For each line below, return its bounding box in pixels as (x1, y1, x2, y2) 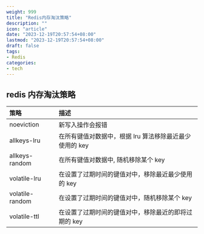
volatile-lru (9, 174, 41, 183)
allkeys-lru (9, 136, 41, 145)
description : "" (6, 20, 47, 26)
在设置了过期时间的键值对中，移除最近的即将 (58, 208, 187, 216)
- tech (6, 65, 23, 72)
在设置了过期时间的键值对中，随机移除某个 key (58, 194, 192, 202)
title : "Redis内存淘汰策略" (6, 15, 72, 21)
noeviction (9, 120, 39, 129)
